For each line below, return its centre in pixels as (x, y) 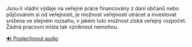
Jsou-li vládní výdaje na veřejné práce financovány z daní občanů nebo (93, 8)
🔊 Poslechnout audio (32, 38)
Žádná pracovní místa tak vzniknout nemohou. (62, 27)
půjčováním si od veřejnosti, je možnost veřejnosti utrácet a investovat (91, 15)
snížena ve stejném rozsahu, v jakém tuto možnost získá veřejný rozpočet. (96, 21)
